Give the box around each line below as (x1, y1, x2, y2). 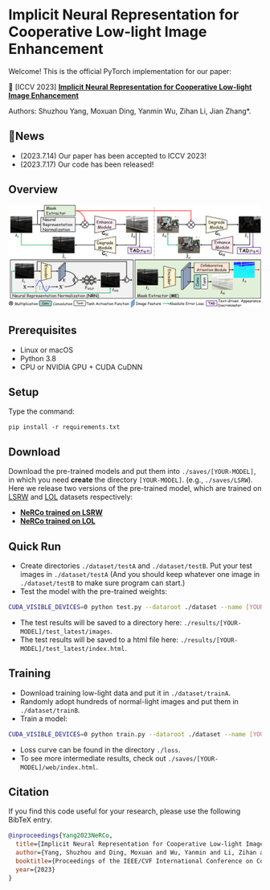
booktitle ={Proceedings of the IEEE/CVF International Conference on (15, 857, 253, 866)
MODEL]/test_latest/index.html (19, 645, 125, 653)
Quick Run (8, 539, 62, 553)
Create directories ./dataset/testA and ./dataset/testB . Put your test (19, 561, 253, 571)
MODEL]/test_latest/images (19, 628, 111, 636)
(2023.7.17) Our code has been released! (19, 159, 154, 169)
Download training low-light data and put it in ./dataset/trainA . (19, 688, 231, 698)
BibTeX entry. (8, 815, 53, 825)
